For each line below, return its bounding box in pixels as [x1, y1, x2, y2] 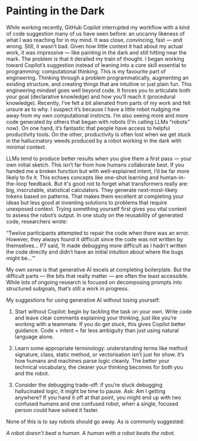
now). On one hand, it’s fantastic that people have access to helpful [6, 124, 170, 132]
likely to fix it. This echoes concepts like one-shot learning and [6, 174, 159, 181]
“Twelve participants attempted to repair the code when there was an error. [6, 229, 190, 237]
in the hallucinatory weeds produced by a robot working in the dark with [6, 137, 181, 144]
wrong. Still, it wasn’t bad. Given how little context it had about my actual [6, 43, 183, 50]
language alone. [14, 333, 54, 340]
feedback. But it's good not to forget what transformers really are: [28, 180, 189, 187]
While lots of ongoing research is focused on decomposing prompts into [6, 279, 182, 286]
